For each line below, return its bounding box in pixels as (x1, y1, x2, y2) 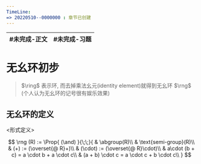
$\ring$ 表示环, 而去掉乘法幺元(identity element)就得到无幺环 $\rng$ (21, 82, 191, 90)
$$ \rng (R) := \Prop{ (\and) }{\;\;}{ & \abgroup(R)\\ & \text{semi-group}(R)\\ (8, 139, 195, 146)
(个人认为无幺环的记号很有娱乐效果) (21, 90, 110, 97)
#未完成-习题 (53, 34, 92, 43)
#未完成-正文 (9, 34, 48, 43)
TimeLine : (6, 8, 31, 15)
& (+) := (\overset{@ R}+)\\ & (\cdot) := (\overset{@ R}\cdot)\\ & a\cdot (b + (8, 145, 195, 152)
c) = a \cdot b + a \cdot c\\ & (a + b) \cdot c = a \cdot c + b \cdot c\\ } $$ (11, 151, 192, 159)
